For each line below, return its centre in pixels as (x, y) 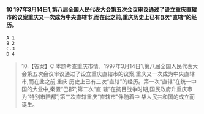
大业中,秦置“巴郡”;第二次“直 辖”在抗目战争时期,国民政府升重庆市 (112, 89)
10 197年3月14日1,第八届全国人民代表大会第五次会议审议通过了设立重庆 (96, 9)
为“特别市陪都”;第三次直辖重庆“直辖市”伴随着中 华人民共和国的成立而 (108, 97)
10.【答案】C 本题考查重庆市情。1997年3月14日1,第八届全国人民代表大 (109, 66)
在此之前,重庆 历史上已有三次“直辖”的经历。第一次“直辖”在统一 (112, 82)
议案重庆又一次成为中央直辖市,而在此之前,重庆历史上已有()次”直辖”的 (104, 17)
